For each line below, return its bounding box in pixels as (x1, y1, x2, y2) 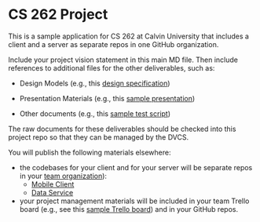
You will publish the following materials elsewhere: (8, 147, 171, 157)
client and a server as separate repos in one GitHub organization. (8, 39, 219, 49)
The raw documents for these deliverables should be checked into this (8, 124, 236, 133)
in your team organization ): (19, 171, 108, 180)
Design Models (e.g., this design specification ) (19, 78, 170, 88)
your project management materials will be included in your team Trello (19, 196, 250, 206)
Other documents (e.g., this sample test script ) (19, 108, 171, 118)
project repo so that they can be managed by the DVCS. (8, 132, 189, 142)
